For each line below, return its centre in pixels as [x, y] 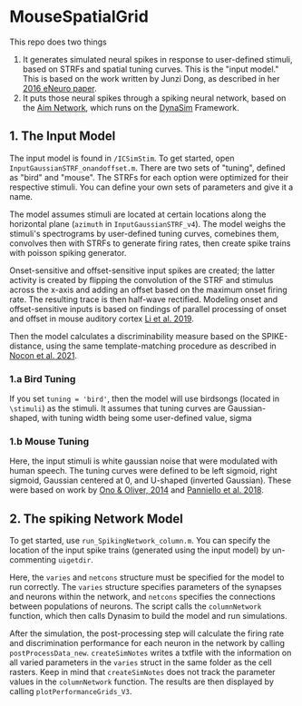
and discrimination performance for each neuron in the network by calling [147, 643]
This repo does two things [58, 42]
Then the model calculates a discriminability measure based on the [135, 336]
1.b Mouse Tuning [49, 441]
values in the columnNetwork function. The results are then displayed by [142, 681]
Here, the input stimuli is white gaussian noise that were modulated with [144, 461]
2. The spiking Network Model [97, 519]
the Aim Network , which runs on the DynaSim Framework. [131, 107]
